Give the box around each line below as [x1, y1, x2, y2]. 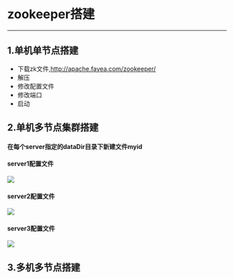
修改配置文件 [17, 81, 54, 90]
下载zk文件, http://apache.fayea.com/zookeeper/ [17, 64, 156, 73]
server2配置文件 [7, 192, 56, 200]
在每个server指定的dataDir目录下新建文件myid [7, 142, 143, 150]
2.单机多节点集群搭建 [7, 122, 99, 134]
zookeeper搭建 [7, 6, 95, 22]
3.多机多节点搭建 [7, 262, 81, 273]
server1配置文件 [7, 159, 54, 168]
